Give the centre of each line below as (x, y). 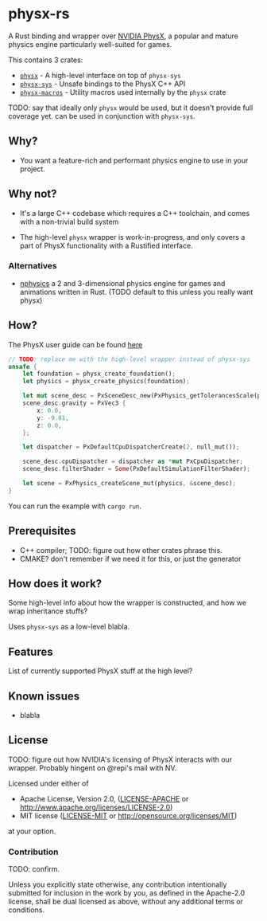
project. (32, 169)
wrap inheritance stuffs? (48, 611)
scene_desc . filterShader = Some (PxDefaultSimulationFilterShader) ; (136, 469)
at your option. (32, 831)
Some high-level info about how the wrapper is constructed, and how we (128, 603)
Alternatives (33, 266)
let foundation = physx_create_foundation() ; (99, 374)
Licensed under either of (48, 783)
